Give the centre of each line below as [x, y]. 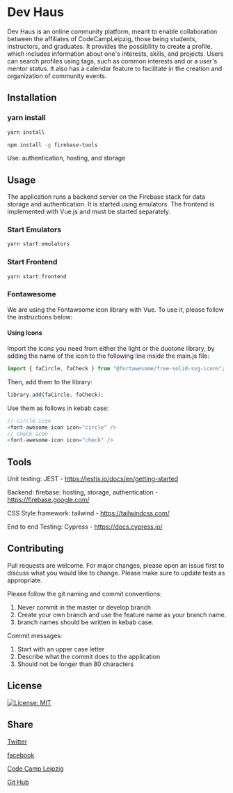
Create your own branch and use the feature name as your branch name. [122, 614]
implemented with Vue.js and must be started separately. [89, 212]
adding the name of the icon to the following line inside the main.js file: [109, 356]
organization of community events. [57, 76]
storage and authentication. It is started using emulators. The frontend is [111, 204]
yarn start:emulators [39, 244]
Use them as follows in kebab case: [58, 408]
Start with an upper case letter [61, 649]
